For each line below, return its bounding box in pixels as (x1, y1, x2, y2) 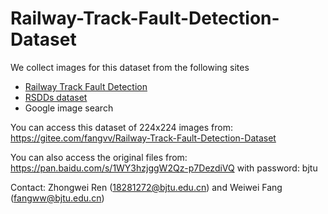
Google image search (24, 102, 114, 114)
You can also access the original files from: (10, 151, 188, 163)
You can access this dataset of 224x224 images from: (10, 121, 233, 133)
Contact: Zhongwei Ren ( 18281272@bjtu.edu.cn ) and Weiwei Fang (10, 181, 283, 193)
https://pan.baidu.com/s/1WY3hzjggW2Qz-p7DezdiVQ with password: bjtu (10, 162, 318, 174)
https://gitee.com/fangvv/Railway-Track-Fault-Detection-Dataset (10, 132, 277, 144)
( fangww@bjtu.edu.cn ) (10, 192, 105, 204)
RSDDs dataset (24, 91, 88, 103)
